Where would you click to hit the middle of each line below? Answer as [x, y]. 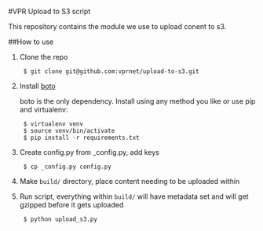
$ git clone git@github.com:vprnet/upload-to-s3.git [111, 71]
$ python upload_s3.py [60, 219]
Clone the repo [44, 57]
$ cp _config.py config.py [67, 167]
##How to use [31, 42]
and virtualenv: [44, 110]
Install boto [38, 86]
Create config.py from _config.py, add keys [89, 152]
